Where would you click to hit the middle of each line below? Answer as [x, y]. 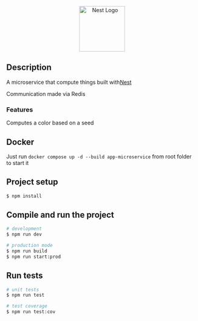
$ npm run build [27, 251]
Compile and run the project [60, 215]
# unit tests [23, 289]
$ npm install [24, 196]
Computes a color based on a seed [50, 123]
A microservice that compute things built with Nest [69, 82]
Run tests [25, 276]
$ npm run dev [24, 235]
